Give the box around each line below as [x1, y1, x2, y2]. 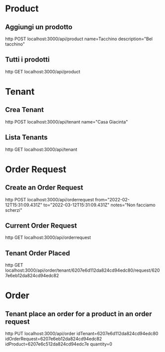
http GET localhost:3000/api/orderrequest [5, 235, 91, 240]
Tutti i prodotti [5, 56, 50, 64]
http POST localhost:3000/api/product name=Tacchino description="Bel [5, 36, 153, 42]
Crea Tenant [5, 106, 44, 114]
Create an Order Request [5, 183, 83, 192]
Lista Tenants [5, 133, 48, 142]
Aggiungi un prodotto [5, 23, 73, 31]
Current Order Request [5, 222, 77, 230]
